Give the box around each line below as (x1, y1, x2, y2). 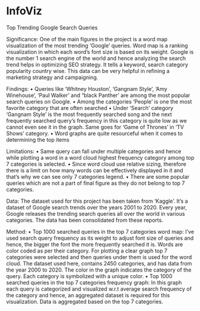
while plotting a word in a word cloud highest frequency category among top (6, 154, 195, 161)
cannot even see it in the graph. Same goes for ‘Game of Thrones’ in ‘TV (6, 123, 184, 130)
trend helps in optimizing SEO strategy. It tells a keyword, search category (6, 61, 188, 68)
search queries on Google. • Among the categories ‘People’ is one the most (6, 97, 192, 105)
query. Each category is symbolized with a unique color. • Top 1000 (6, 272, 173, 279)
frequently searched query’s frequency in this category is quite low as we (6, 117, 187, 124)
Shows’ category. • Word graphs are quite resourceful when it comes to (6, 130, 183, 137)
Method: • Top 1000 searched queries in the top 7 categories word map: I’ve (6, 228, 195, 235)
